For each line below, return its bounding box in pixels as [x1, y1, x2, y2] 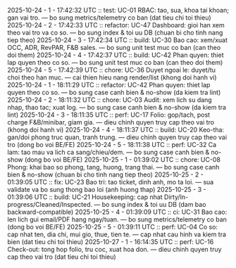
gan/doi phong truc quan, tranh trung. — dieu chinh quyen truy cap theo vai [7, 133, 228, 141]
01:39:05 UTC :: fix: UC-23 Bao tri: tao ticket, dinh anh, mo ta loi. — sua [7, 178, 214, 186]
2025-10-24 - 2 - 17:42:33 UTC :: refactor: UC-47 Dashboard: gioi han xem [7, 21, 225, 29]
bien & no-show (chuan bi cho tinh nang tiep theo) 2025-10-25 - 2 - [7, 170, 204, 179]
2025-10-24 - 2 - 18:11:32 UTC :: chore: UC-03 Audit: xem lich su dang [7, 96, 213, 104]
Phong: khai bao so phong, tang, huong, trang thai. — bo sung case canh [7, 163, 220, 171]
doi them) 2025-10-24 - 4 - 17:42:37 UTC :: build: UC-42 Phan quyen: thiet [7, 51, 224, 59]
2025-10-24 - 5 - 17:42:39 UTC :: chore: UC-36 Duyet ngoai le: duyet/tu [7, 66, 216, 74]
